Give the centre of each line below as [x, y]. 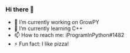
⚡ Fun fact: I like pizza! [41, 44]
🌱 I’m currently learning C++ [48, 28]
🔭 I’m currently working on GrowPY [56, 22]
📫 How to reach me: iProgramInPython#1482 [69, 35]
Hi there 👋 [20, 9]
